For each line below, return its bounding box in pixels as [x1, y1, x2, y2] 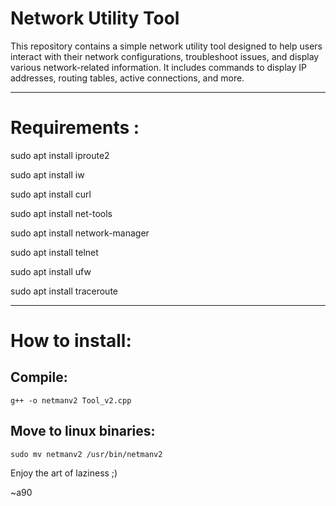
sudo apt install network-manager [10, 227, 150, 239]
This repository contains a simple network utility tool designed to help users [10, 40, 323, 52]
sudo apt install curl [10, 188, 92, 200]
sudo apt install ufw [10, 265, 92, 277]
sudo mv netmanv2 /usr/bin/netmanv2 [10, 449, 163, 459]
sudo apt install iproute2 [10, 149, 110, 161]
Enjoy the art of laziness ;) [10, 467, 118, 479]
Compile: [10, 369, 68, 386]
